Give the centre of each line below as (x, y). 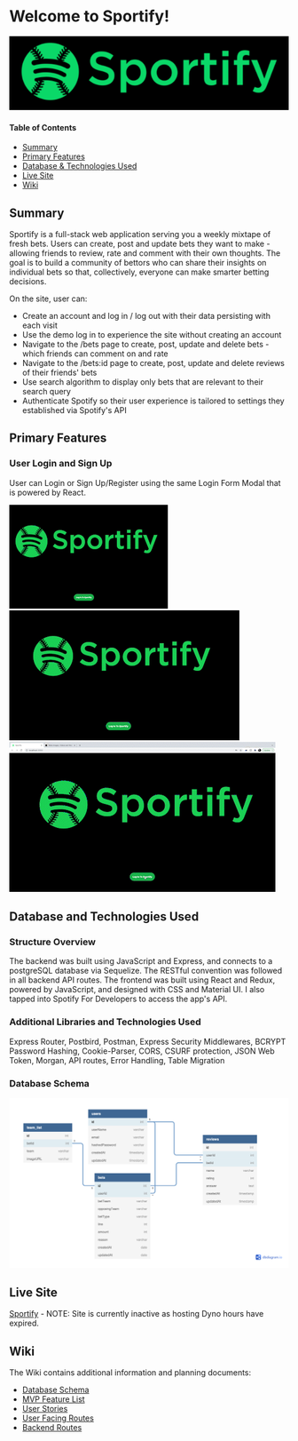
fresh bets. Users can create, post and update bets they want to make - (140, 244)
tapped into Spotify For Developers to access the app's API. (118, 999)
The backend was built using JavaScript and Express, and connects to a (141, 961)
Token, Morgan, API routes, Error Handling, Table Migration (117, 1060)
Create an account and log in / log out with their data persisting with (146, 316)
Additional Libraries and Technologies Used (105, 1022)
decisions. (28, 282)
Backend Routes (52, 1428)
